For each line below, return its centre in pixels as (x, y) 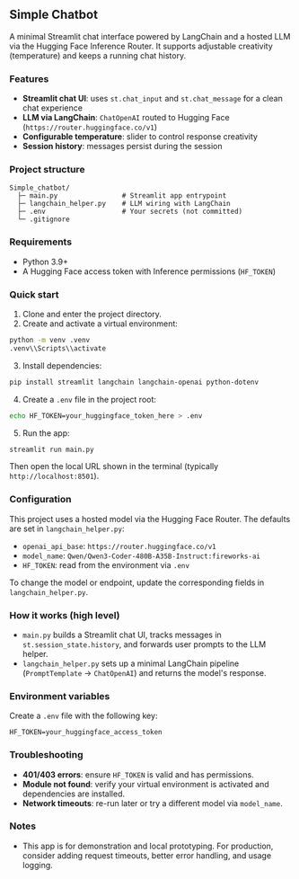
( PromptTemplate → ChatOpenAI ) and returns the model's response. (144, 672)
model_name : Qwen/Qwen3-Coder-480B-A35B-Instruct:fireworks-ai (141, 555)
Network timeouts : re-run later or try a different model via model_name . (152, 803)
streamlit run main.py (52, 449)
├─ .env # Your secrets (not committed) (130, 212)
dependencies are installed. (74, 794)
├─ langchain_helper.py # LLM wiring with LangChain (124, 204)
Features (29, 78)
